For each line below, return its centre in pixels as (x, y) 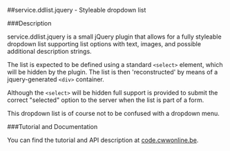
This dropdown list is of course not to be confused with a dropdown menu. (113, 113)
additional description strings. (49, 51)
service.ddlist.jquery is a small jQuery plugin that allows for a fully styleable (115, 37)
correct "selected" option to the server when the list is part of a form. (106, 100)
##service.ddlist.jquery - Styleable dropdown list (77, 10)
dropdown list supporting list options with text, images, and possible (104, 44)
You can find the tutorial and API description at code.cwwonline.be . (103, 140)
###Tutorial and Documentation (52, 127)
